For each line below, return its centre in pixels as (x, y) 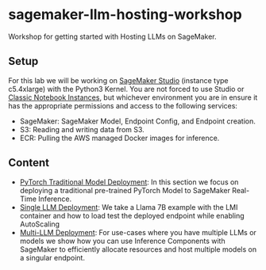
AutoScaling (40, 224)
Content (29, 163)
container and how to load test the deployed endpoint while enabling (132, 215)
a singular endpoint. (52, 257)
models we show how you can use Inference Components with (122, 241)
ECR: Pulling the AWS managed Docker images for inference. (120, 138)
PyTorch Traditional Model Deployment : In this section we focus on (129, 182)
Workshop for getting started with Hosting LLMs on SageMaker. (112, 36)
